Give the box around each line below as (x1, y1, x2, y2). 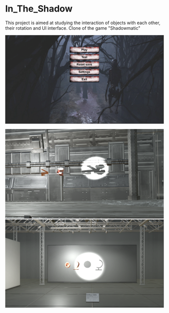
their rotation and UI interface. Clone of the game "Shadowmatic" (5, 25, 141, 31)
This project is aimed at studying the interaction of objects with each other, (5, 20, 160, 26)
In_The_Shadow (5, 3, 73, 15)
